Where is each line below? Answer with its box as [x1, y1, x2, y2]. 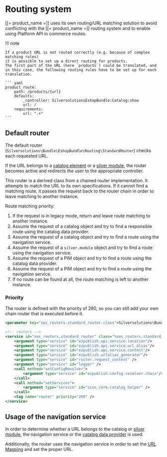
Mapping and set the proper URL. [5, 446, 74, 452]
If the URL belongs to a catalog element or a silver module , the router [5, 162, 147, 168]
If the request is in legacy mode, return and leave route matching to [12, 213, 151, 219]
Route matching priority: [5, 203, 55, 209]
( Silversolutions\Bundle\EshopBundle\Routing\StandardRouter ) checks [5, 147, 152, 153]
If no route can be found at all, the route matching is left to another [12, 276, 149, 282]
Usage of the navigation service [5, 413, 106, 421]
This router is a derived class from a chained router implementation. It [5, 177, 148, 183]
